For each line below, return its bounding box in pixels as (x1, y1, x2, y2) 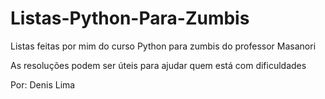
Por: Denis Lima (10, 78, 76, 91)
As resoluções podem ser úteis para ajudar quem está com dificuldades (10, 59, 307, 71)
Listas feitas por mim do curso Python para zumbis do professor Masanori (10, 40, 317, 52)
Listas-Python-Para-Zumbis (10, 7, 250, 30)
